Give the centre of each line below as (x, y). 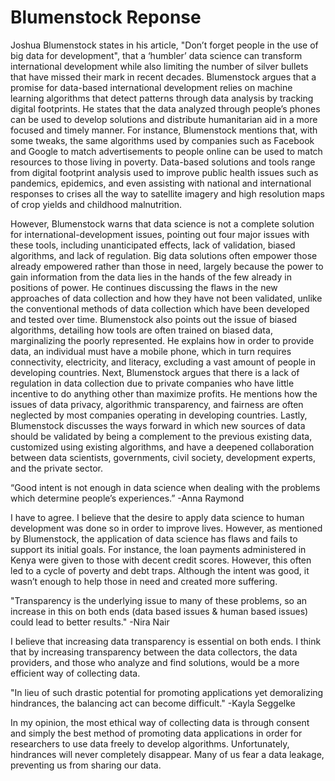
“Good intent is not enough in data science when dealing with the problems (165, 487)
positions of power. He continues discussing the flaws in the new (144, 287)
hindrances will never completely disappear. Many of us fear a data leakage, (167, 754)
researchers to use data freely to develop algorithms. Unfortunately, (150, 743)
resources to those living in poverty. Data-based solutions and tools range (163, 162)
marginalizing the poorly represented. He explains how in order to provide (162, 340)
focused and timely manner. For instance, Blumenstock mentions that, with (164, 130)
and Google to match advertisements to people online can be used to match (166, 151)
